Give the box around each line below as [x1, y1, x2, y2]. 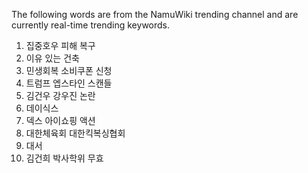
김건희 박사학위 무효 [25, 152, 104, 164]
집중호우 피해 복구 [25, 40, 96, 51]
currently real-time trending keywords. [11, 19, 171, 31]
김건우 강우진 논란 [25, 90, 96, 101]
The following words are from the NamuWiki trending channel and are [11, 9, 299, 20]
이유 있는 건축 [25, 52, 80, 64]
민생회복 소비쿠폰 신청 [25, 65, 113, 76]
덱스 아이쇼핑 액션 [25, 115, 96, 126]
